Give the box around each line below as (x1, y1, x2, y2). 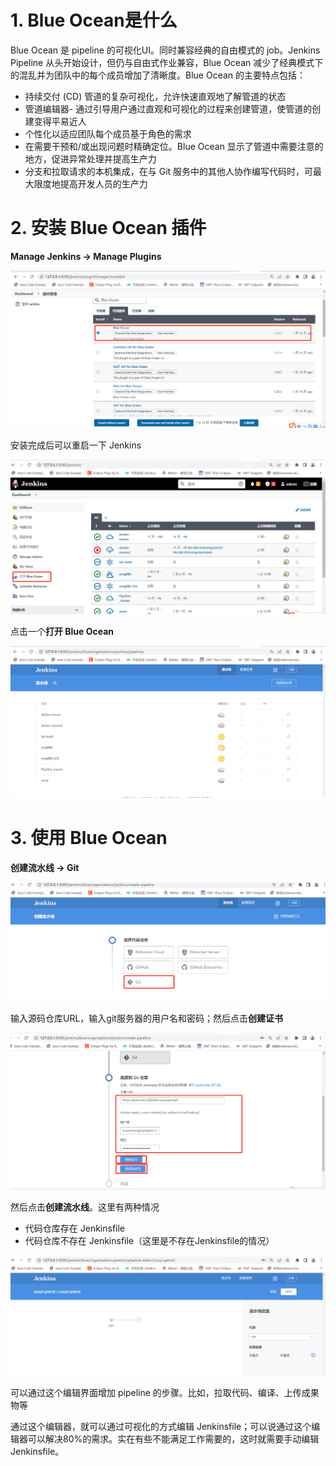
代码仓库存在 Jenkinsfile (24, 1222, 126, 1234)
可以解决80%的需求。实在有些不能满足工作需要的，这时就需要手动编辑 (27, 1432, 320, 1445)
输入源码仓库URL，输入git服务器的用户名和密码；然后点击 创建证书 (10, 1012, 283, 1024)
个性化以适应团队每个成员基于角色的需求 (24, 127, 192, 140)
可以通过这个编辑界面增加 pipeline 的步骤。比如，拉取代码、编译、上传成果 (10, 1386, 320, 1398)
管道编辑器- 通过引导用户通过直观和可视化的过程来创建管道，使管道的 (24, 102, 313, 115)
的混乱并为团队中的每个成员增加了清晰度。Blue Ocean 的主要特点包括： (10, 69, 306, 81)
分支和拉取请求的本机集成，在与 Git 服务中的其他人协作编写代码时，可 (24, 165, 314, 177)
